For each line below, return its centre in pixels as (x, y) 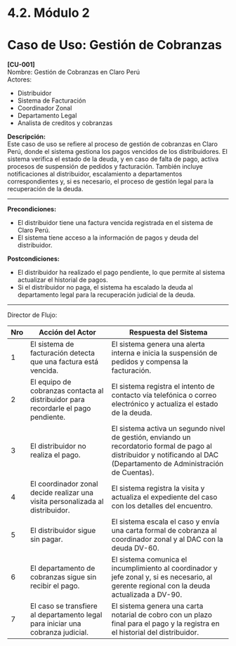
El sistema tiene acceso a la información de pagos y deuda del (108, 238)
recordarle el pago (61, 408)
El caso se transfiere (64, 606)
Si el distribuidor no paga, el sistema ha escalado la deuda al (105, 288)
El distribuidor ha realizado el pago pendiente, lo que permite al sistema (121, 273)
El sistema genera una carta (157, 606)
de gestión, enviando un (151, 437)
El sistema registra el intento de (163, 387)
